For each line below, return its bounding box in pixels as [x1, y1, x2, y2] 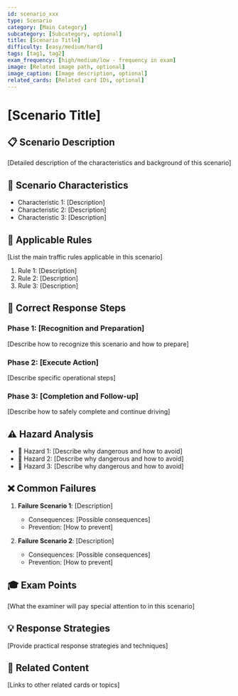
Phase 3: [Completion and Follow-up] [7, 391, 139, 401]
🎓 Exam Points [7, 579, 77, 591]
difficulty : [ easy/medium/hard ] [7, 43, 103, 50]
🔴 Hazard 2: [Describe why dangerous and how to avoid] [17, 454, 184, 463]
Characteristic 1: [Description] [17, 198, 105, 207]
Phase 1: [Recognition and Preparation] [7, 323, 145, 333]
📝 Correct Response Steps [7, 302, 126, 314]
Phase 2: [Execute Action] [7, 357, 99, 367]
